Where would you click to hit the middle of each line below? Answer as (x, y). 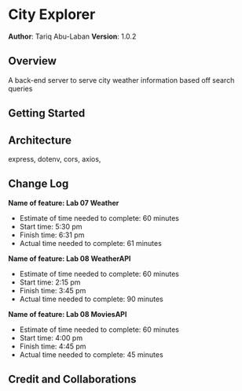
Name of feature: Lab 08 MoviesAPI (68, 314)
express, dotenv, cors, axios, (55, 158)
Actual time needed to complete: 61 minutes (91, 243)
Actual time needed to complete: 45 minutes (91, 354)
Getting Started (47, 113)
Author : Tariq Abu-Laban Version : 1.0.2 (72, 36)
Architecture (40, 140)
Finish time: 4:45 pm (53, 346)
